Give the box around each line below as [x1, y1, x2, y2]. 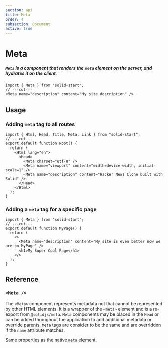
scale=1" [5, 167, 24, 172]
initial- [138, 163, 156, 168]
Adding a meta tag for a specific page [5, 206, 97, 213]
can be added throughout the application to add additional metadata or [5, 316, 152, 322]
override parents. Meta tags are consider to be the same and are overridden [5, 322, 161, 328]
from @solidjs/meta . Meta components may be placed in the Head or [20, 311, 159, 317]
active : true [5, 26, 33, 31]
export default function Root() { [5, 141, 78, 146]
